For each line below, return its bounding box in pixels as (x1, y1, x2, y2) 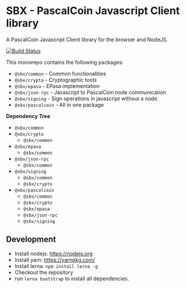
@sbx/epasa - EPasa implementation (14, 82, 100, 89)
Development (6, 235, 57, 245)
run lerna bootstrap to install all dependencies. (14, 275, 130, 282)
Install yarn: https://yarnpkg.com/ (14, 256, 95, 263)
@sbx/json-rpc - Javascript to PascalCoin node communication (14, 89, 167, 96)
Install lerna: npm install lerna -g (14, 262, 98, 269)
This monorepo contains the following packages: (6, 59, 124, 66)
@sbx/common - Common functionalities (14, 70, 106, 77)
